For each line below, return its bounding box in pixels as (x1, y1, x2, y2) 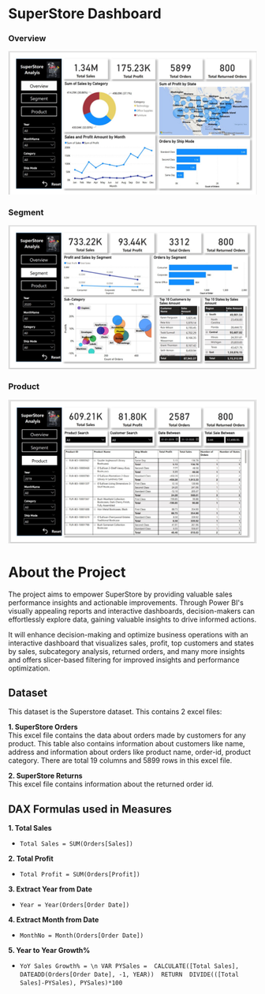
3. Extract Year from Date (8, 884, 93, 894)
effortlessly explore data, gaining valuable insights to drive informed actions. (8, 615, 257, 624)
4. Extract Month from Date (8, 915, 99, 925)
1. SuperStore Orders (8, 723, 78, 732)
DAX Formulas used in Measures (8, 802, 172, 816)
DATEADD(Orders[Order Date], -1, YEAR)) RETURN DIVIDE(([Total (19, 971, 239, 979)
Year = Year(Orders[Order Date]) (19, 901, 130, 910)
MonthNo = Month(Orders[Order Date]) (19, 932, 144, 940)
